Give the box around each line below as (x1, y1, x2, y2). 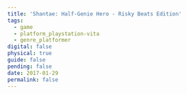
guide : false (7, 57, 46, 64)
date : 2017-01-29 (7, 69, 59, 76)
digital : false (7, 43, 52, 50)
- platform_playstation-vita (13, 30, 100, 37)
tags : (7, 17, 23, 24)
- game (13, 23, 33, 30)
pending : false (7, 63, 52, 70)
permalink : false (7, 76, 59, 83)
